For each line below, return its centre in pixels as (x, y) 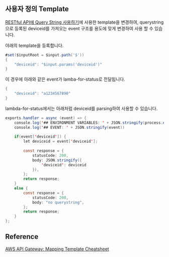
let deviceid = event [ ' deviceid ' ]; (61, 142)
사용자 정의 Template (37, 9)
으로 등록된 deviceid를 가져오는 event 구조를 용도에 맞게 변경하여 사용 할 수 (79, 28)
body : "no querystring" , (58, 202)
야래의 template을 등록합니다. (34, 45)
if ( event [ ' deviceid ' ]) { (40, 137)
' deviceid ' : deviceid (64, 165)
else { (21, 188)
